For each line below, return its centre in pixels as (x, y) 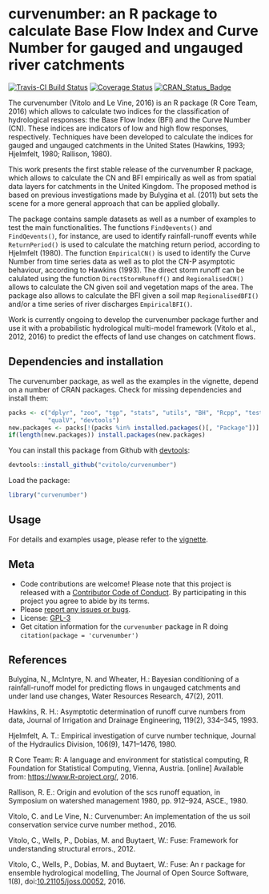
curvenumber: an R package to (113, 14)
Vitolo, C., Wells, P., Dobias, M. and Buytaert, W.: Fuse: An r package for (127, 864)
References (38, 660)
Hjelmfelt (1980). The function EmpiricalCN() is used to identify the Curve (129, 252)
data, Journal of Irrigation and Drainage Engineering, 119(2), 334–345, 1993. (133, 720)
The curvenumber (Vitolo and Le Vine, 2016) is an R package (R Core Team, (133, 103)
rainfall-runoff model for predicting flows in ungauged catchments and (124, 688)
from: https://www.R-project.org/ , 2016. (73, 777)
